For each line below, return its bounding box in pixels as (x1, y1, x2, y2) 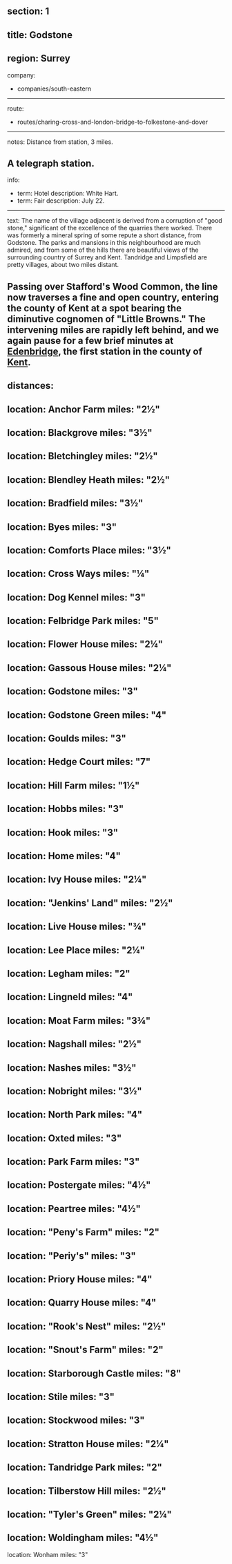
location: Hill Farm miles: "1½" (7, 780, 140, 791)
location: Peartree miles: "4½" (7, 1203, 142, 1215)
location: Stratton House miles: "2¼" (7, 1438, 169, 1450)
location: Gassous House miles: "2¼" (7, 662, 172, 674)
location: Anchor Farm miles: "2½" (7, 403, 160, 415)
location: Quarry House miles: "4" (7, 1297, 157, 1309)
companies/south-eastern (17, 84, 92, 93)
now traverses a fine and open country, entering (7, 291, 220, 303)
